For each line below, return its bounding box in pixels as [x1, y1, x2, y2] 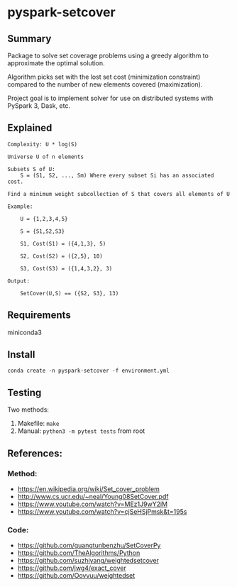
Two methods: [7, 405, 50, 414]
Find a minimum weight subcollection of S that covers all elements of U [7, 190, 231, 197]
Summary [7, 33, 52, 45]
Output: [7, 278, 31, 285]
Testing [7, 386, 42, 398]
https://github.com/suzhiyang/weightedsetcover [17, 556, 160, 565]
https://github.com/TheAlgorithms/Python [17, 549, 140, 557]
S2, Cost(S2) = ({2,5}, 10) [20, 253, 103, 260]
